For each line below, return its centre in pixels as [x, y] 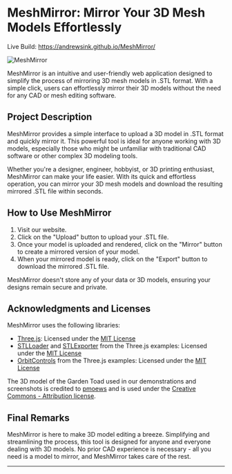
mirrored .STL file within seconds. [55, 191]
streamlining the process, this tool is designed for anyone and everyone [109, 442]
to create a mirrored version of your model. [78, 252]
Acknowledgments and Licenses [79, 309]
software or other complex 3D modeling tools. [72, 155]
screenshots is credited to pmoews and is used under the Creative [101, 389]
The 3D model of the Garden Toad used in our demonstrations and [102, 381]
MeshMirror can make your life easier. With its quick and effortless [102, 176]
